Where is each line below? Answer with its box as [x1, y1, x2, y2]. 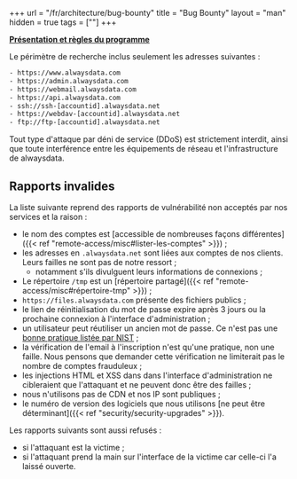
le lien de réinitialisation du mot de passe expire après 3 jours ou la [21, 303, 266, 314]
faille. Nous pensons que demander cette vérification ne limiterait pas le [21, 350, 285, 362]
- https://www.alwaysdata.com [9, 68, 121, 77]
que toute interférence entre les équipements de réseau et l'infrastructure [9, 144, 278, 154]
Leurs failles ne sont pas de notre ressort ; [21, 256, 177, 267]
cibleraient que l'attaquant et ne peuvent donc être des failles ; [21, 379, 252, 389]
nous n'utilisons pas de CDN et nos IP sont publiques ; [21, 389, 221, 399]
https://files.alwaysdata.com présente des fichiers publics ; [21, 294, 246, 305]
